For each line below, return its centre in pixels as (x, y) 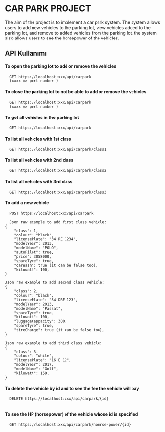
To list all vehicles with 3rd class (39, 181)
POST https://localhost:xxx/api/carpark (51, 213)
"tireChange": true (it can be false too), (59, 330)
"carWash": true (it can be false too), (56, 265)
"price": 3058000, (33, 256)
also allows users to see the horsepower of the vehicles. (62, 38)
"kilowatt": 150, (32, 373)
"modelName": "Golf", (36, 369)
